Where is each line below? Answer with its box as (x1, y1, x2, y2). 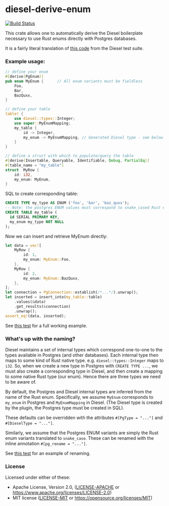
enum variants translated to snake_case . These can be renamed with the (5, 435, 154, 441)
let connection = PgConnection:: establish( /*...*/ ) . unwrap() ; (5, 290, 138, 295)
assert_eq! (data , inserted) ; (5, 313, 66, 318)
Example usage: (5, 58, 45, 65)
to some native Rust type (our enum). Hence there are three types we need (5, 373, 161, 380)
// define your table (5, 107, 51, 112)
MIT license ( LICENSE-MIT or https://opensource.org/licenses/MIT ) (12, 495, 152, 501)
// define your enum (5, 69, 49, 74)
